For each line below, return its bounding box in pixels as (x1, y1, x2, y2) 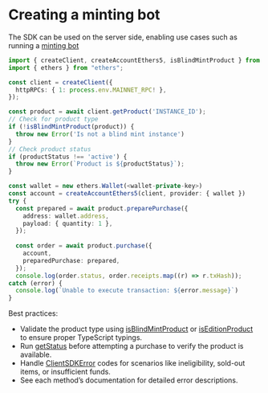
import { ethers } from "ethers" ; (8, 63, 124, 72)
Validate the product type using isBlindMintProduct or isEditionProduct (19, 324, 254, 334)
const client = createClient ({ (8, 78, 113, 86)
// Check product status (8, 145, 91, 154)
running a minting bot (8, 40, 79, 50)
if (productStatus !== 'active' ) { (8, 153, 128, 161)
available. (19, 350, 52, 359)
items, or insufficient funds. (19, 367, 111, 377)
